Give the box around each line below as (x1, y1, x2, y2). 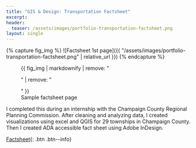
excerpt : (6, 14, 28, 20)
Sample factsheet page (21, 94, 78, 101)
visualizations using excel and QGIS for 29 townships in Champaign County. (6, 118, 191, 125)
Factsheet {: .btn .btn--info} (6, 136, 72, 143)
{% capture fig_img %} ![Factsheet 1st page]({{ (6, 47, 120, 54)
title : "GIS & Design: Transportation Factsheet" (6, 8, 131, 15)
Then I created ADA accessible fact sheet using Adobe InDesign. (6, 124, 164, 131)
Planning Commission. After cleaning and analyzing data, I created (6, 112, 168, 119)
